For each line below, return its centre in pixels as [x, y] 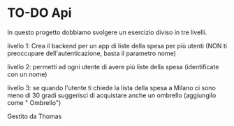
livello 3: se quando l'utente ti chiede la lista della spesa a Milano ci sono [112, 87]
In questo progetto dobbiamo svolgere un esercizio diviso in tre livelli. [107, 32]
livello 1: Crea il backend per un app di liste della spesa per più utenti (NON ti [117, 45]
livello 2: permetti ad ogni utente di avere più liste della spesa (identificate [113, 66]
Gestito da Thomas [35, 116]
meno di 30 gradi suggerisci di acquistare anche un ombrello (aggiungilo [112, 95]
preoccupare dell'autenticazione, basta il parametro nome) [92, 53]
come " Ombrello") [34, 102]
